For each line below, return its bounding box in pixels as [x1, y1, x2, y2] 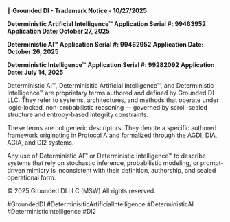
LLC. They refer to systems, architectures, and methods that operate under [7, 96, 220, 104]
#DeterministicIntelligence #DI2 [7, 208, 97, 215]
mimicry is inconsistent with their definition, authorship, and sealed [26, 166, 216, 174]
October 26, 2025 [7, 48, 59, 56]
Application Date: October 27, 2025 [7, 27, 110, 35]
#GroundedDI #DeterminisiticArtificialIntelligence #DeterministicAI [7, 200, 194, 208]
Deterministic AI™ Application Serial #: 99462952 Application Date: [7, 40, 204, 48]
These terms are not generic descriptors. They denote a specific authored [7, 124, 217, 132]
